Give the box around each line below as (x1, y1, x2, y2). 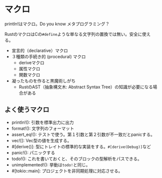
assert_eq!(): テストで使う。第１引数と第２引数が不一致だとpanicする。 (11, 131, 155, 137)
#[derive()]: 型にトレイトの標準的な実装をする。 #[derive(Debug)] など (11, 144, 151, 149)
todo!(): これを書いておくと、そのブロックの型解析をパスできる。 (11, 156, 142, 162)
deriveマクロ (18, 60, 45, 65)
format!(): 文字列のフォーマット (11, 125, 75, 131)
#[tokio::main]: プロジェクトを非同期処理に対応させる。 (11, 168, 123, 174)
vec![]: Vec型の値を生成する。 (11, 137, 72, 143)
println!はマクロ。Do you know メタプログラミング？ (4, 21, 110, 27)
